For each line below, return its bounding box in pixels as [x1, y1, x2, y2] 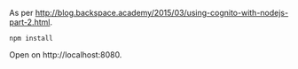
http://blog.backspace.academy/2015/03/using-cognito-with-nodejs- [35, 8, 289, 18]
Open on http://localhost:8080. [9, 50, 122, 60]
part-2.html [9, 17, 51, 27]
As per [9, 8, 34, 18]
